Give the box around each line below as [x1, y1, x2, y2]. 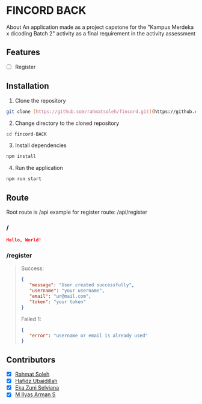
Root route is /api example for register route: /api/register [6, 208, 147, 216]
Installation [6, 81, 49, 91]
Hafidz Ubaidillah [14, 378, 58, 385]
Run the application [14, 164, 63, 172]
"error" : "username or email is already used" [29, 333, 148, 339]
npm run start [6, 176, 42, 182]
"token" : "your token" [29, 298, 86, 305]
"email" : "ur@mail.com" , [29, 294, 91, 300]
